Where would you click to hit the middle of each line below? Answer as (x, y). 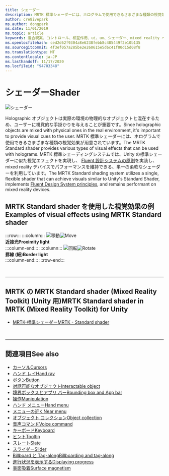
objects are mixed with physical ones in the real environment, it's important (83, 130)
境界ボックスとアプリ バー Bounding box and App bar (67, 392)
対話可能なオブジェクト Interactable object (56, 386)
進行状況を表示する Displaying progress (53, 461)
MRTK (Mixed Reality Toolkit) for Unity (67, 309)
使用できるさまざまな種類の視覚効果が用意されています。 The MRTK (75, 143)
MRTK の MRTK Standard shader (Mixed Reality (81, 292)
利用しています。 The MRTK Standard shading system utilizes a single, (87, 173)
